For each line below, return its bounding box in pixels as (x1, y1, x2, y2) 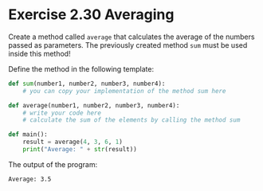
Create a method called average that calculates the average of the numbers (8, 32, 255, 41)
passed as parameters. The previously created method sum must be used (8, 40, 248, 49)
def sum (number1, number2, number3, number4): (8, 80, 166, 88)
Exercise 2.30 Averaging (8, 6, 175, 24)
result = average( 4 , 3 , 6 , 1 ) (22, 138, 124, 146)
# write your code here (22, 109, 102, 117)
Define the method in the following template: (8, 64, 154, 73)
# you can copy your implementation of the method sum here (22, 87, 226, 95)
